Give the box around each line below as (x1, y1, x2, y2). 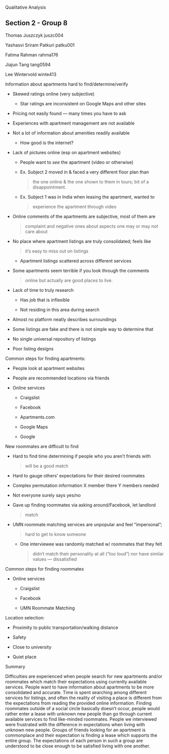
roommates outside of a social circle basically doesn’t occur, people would (5, 705, 160, 711)
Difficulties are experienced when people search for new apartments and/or (5, 673, 162, 679)
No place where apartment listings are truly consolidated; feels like (12, 238, 151, 244)
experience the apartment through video (32, 204, 117, 210)
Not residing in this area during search (20, 306, 100, 312)
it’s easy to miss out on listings (25, 248, 89, 254)
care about (25, 228, 48, 234)
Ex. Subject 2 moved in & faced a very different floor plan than (20, 169, 149, 175)
